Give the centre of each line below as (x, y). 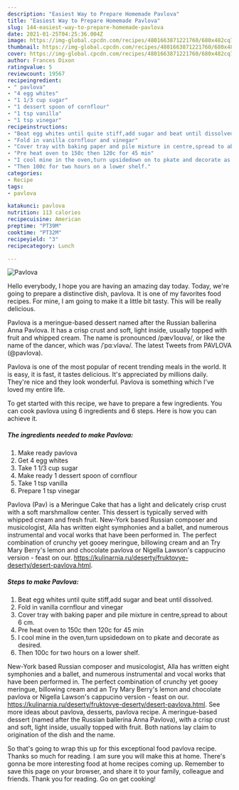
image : (17, 41)
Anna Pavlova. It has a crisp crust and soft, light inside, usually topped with (117, 330)
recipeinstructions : (38, 127)
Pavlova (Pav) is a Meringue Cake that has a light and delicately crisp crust (117, 505)
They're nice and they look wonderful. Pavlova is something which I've (111, 382)
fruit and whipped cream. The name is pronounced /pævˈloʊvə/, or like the (116, 338)
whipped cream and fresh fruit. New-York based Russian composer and (113, 520)
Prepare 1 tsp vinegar (49, 491)
